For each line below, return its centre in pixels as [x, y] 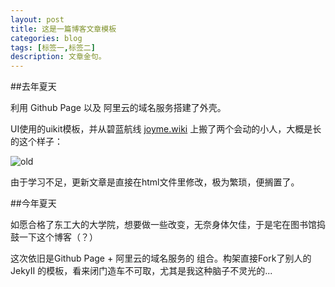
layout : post [37, 19]
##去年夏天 [33, 87]
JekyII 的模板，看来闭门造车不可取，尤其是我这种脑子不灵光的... [141, 271]
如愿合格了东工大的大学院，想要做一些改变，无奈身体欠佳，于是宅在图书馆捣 [168, 225]
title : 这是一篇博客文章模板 [63, 29]
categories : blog [46, 38]
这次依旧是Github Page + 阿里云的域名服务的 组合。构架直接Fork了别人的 [161, 258]
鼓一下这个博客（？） [54, 237]
